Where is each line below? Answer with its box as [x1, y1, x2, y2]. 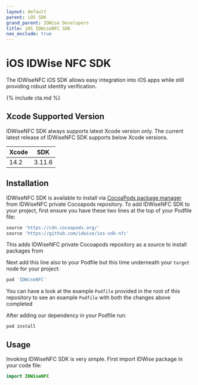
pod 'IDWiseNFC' [6, 277, 47, 283]
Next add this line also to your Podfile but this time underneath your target [6, 259, 190, 266]
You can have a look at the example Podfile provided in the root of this [6, 288, 180, 295]
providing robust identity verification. [6, 83, 97, 90]
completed [6, 300, 33, 307]
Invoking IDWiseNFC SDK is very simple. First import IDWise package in [6, 356, 183, 363]
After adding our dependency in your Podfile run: [6, 312, 127, 319]
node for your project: [6, 265, 60, 272]
